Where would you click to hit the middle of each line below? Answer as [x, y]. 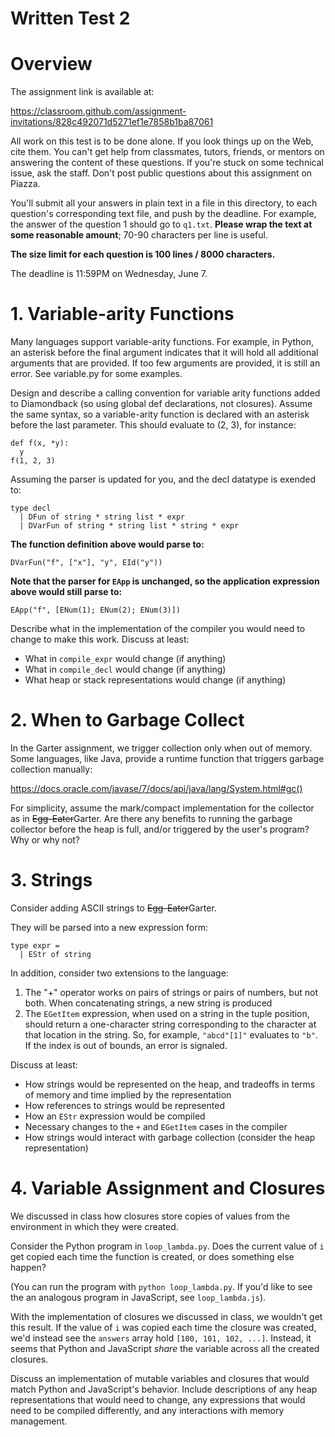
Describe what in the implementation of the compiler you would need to [158, 629]
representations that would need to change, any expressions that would [158, 1399]
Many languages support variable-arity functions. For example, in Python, [162, 342]
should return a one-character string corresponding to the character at [170, 1024]
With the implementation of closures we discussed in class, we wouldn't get [166, 1316]
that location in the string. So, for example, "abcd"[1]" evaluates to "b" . [171, 1034]
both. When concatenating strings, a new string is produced [148, 1003]
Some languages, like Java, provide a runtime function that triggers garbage [167, 758]
